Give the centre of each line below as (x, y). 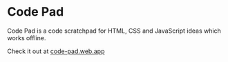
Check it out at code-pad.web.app (56, 51)
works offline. (27, 37)
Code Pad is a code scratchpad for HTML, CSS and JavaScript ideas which (114, 31)
